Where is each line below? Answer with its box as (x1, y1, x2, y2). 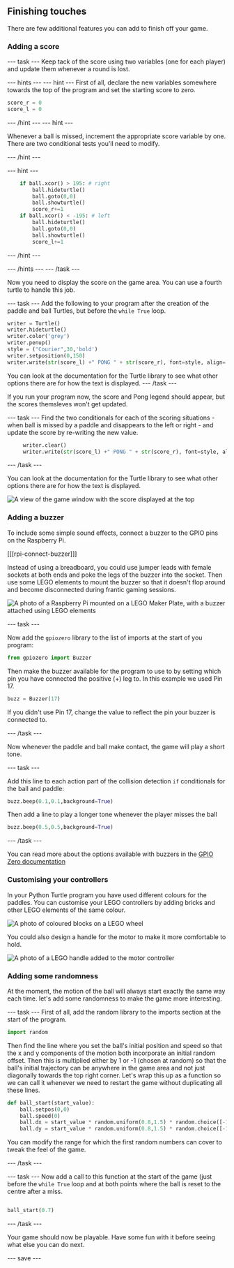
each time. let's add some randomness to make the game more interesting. (7, 994, 222, 1003)
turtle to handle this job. (7, 286, 75, 294)
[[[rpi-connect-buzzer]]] (7, 550, 77, 558)
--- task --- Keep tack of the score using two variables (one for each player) (7, 57, 226, 66)
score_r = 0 (7, 99, 42, 107)
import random (7, 1029, 49, 1035)
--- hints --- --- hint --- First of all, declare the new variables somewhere (7, 78, 217, 87)
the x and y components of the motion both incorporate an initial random (7, 1049, 216, 1057)
